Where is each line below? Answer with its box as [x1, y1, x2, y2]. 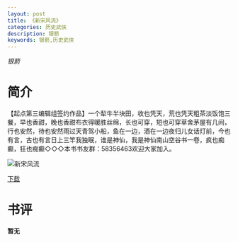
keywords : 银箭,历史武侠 [7, 37, 74, 44]
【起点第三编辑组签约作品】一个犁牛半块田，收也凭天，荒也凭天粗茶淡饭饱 [7, 109, 225, 117]
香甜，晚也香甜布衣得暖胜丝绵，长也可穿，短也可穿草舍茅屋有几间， [31, 118, 231, 127]
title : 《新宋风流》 [7, 17, 62, 24]
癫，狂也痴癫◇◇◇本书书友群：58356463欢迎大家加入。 [7, 144, 176, 153]
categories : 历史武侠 [7, 23, 67, 30]
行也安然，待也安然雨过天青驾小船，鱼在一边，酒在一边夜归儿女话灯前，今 [7, 127, 225, 135]
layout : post [7, 10, 46, 18]
